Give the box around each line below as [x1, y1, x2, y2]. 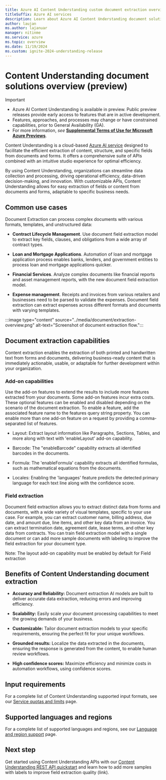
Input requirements [5, 680, 66, 688]
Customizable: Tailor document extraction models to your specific [12, 625, 148, 631]
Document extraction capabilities [5, 336, 110, 345]
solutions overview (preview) [5, 80, 127, 92]
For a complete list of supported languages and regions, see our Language [5, 726, 157, 732]
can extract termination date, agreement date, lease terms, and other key [5, 524, 154, 530]
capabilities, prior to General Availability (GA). [12, 122, 105, 128]
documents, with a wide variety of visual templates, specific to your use [5, 509, 152, 515]
